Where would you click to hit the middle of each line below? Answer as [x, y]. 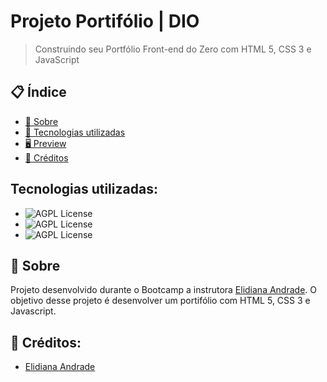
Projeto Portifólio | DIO [105, 21]
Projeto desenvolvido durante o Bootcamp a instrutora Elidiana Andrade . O [163, 290]
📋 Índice [38, 92]
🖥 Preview [45, 143]
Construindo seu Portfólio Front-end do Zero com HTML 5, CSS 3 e [173, 49]
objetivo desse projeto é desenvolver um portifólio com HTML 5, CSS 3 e [160, 301]
